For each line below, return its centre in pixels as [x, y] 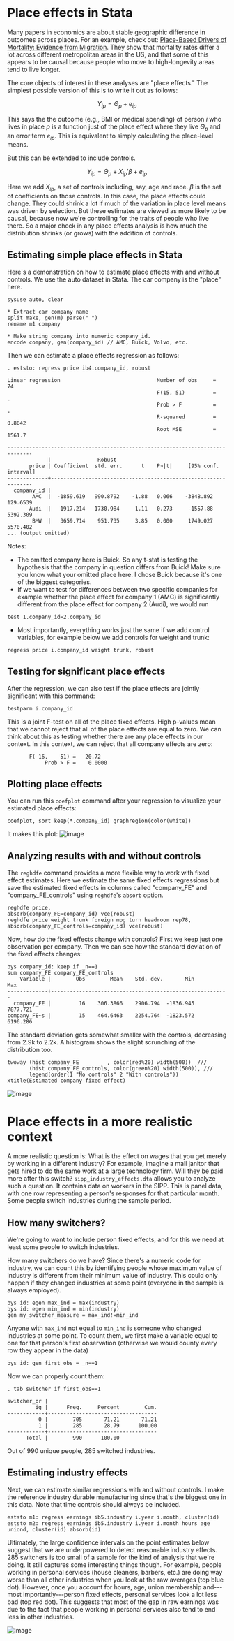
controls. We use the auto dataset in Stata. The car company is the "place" [114, 279]
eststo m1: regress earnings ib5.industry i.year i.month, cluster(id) [113, 1517]
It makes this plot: [33, 834]
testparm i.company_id [40, 708]
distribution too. [30, 1050]
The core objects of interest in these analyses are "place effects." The [108, 82]
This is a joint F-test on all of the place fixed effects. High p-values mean [111, 722]
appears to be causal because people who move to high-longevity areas [111, 61]
